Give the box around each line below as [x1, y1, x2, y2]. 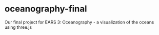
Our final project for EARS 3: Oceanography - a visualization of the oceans [4, 19, 154, 25]
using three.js [4, 24, 32, 30]
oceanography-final [4, 3, 87, 14]
